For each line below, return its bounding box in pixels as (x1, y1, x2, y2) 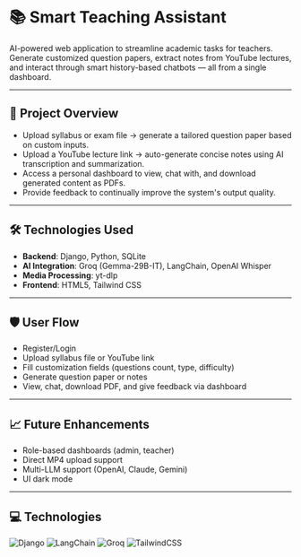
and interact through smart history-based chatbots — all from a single (9, 62, 267, 73)
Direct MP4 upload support (21, 455, 123, 466)
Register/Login (21, 343, 77, 354)
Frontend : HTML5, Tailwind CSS (21, 279, 142, 290)
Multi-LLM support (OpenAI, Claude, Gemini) (21, 464, 188, 475)
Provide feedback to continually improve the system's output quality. (21, 187, 276, 197)
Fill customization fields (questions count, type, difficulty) (21, 362, 235, 373)
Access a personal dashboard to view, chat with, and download (21, 168, 257, 178)
